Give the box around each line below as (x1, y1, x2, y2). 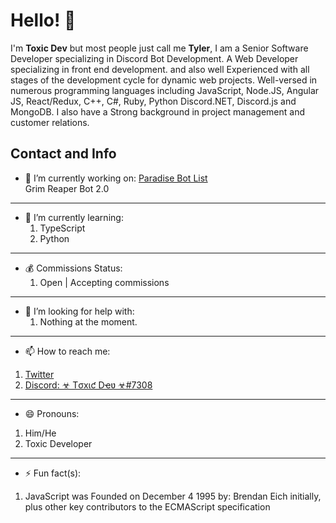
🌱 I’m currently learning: (24, 211, 124, 223)
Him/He (24, 427, 57, 439)
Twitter (24, 368, 55, 380)
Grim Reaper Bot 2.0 (24, 182, 110, 194)
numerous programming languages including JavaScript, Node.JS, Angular (10, 84, 320, 96)
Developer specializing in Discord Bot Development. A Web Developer (10, 52, 299, 64)
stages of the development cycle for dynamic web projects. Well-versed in (10, 74, 318, 86)
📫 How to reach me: (24, 345, 111, 357)
